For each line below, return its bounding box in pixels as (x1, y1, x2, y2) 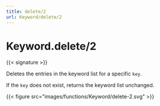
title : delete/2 (6, 8, 46, 15)
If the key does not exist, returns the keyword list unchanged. (6, 82, 155, 89)
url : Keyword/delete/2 (6, 14, 62, 20)
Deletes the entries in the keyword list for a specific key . (6, 70, 142, 77)
